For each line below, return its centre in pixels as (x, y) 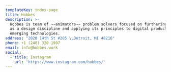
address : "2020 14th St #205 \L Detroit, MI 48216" (60, 39)
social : (13, 52)
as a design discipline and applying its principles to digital (79, 29)
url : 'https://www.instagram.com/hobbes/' (60, 62)
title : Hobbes (20, 15)
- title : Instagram (31, 57)
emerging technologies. (35, 33)
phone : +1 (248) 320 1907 (33, 43)
